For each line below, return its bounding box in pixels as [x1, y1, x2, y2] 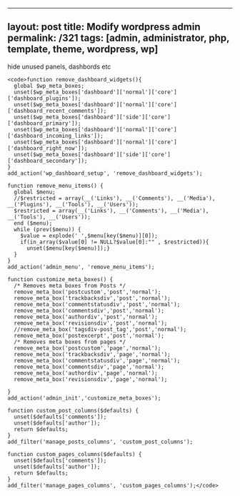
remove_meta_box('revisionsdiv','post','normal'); [14, 319, 168, 327]
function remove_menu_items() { [7, 182, 104, 189]
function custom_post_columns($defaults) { [7, 407, 139, 414]
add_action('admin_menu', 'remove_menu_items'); [7, 263, 155, 270]
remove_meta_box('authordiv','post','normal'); [14, 313, 159, 320]
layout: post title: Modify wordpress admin [7, 21, 201, 33]
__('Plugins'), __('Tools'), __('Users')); [7, 201, 139, 208]
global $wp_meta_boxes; [14, 82, 84, 89]
